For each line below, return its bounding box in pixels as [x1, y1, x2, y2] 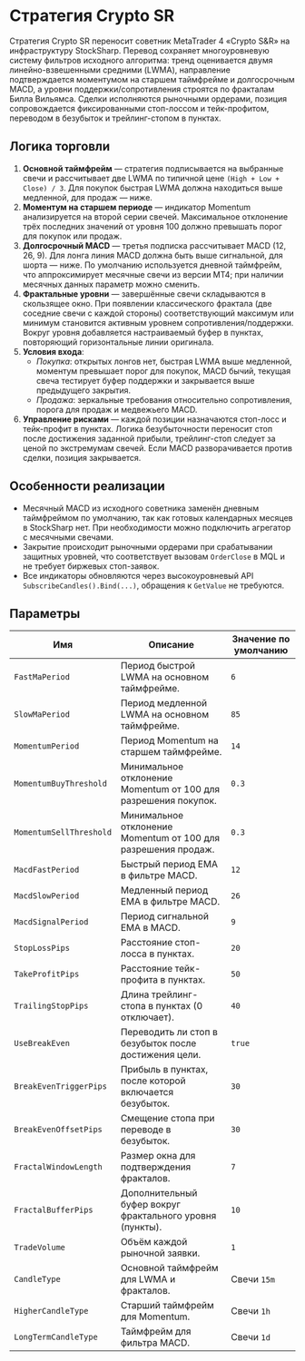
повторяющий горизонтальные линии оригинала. [22, 337, 214, 348]
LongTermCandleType [14, 1332, 98, 1343]
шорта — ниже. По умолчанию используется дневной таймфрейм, [22, 259, 283, 270]
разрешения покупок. [120, 795, 217, 808]
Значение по [231, 632, 290, 645]
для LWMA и [120, 1273, 176, 1286]
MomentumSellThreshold [14, 827, 112, 837]
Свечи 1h [231, 1305, 271, 1317]
